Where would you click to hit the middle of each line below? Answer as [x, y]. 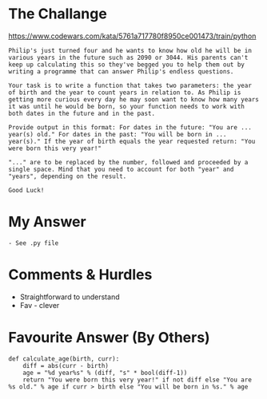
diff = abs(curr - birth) [66, 365]
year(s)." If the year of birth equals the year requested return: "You [132, 141]
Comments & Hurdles [80, 275]
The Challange [58, 14]
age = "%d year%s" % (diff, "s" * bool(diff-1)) [105, 373]
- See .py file [34, 243]
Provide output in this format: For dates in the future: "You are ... [130, 127]
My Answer [47, 222]
